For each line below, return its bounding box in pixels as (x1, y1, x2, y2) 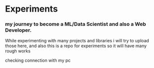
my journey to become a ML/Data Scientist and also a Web (5, 21, 146, 28)
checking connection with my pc (5, 57, 71, 64)
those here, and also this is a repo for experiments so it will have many (5, 43, 147, 49)
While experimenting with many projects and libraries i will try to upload (5, 38, 149, 44)
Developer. (5, 27, 32, 34)
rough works (5, 48, 31, 54)
